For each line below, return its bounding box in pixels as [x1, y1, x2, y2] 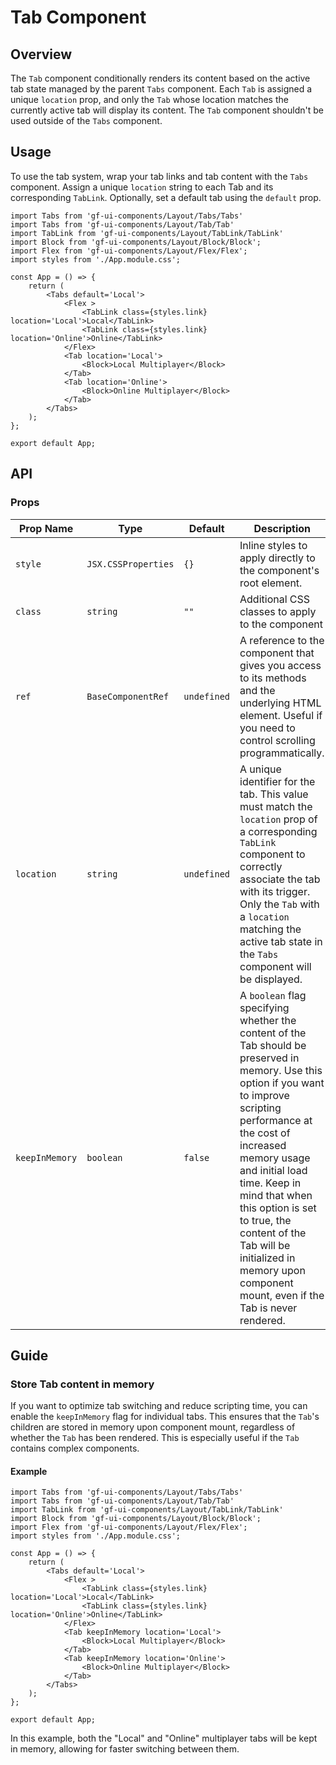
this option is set [239, 1201, 317, 1215]
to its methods [239, 671, 307, 685]
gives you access [239, 658, 322, 672]
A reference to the [239, 633, 325, 647]
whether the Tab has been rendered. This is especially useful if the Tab [10, 1432, 300, 1444]
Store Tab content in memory [10, 1377, 155, 1391]
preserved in [239, 1051, 300, 1065]
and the [239, 683, 276, 697]
